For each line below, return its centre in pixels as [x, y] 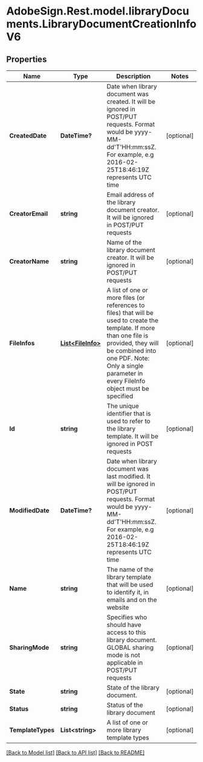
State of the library [133, 687]
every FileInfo [126, 381]
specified [120, 396]
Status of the [125, 705]
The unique [123, 406]
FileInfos [22, 343]
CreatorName [29, 261]
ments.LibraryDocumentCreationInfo [101, 24]
